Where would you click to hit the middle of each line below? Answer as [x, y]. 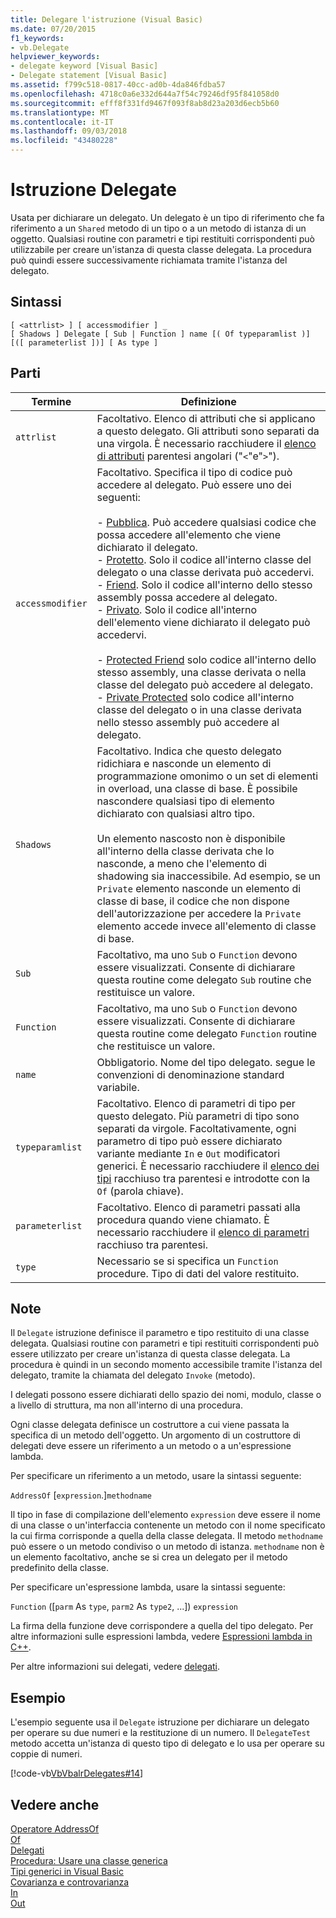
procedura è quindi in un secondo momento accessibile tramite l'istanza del [166, 1365]
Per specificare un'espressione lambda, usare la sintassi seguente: [148, 1587]
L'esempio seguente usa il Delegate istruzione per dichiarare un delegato [160, 1722]
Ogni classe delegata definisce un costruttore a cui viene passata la [150, 1425]
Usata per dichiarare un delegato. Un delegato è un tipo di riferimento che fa [167, 217]
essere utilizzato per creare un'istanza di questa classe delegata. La [150, 1354]
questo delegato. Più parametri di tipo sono [198, 1116]
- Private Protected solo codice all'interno [195, 697]
